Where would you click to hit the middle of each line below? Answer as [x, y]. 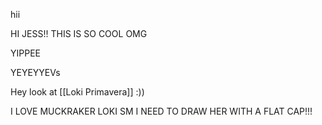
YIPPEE [25, 53]
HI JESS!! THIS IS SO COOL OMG [79, 33]
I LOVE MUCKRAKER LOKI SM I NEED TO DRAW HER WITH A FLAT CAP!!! [161, 111]
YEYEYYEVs [35, 72]
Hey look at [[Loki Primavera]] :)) [77, 92]
